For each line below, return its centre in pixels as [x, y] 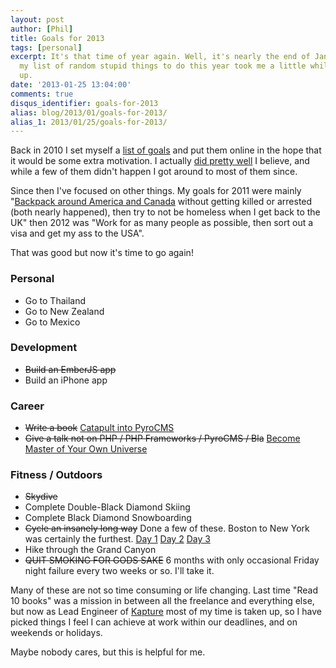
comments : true [42, 94]
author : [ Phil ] [42, 29]
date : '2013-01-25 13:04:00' [71, 85]
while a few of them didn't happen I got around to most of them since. [154, 172]
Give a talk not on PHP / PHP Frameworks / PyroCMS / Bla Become [162, 438]
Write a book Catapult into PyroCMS [99, 428]
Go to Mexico [52, 322]
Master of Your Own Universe [86, 449]
